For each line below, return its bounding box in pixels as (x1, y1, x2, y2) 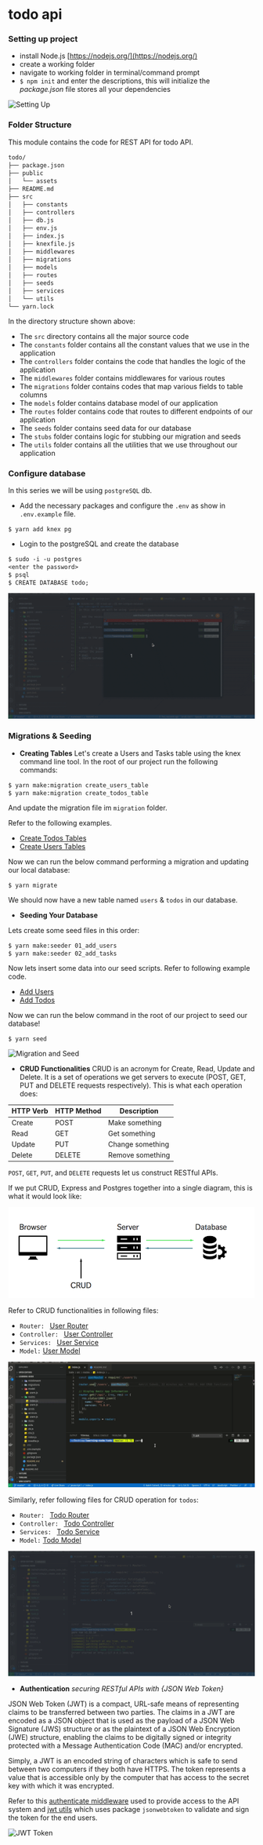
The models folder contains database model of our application (19, 398, 218, 407)
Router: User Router (19, 1321, 88, 1331)
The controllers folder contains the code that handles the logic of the (19, 356, 246, 366)
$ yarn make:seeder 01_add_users (8, 942, 117, 950)
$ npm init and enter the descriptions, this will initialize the (19, 76, 211, 86)
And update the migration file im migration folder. (8, 803, 168, 812)
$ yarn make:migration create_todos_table (8, 789, 149, 797)
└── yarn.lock (8, 302, 55, 311)
